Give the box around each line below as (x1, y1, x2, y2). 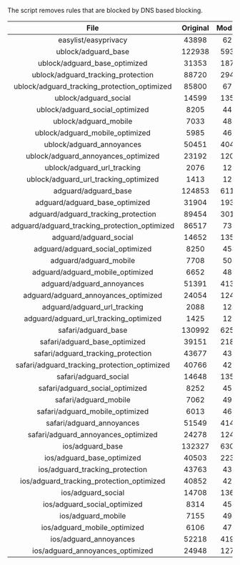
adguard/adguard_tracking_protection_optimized (11, 221, 175, 231)
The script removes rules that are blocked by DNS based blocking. (7, 6, 204, 14)
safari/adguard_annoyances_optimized (27, 430, 159, 439)
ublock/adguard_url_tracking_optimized (26, 174, 159, 184)
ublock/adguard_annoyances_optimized (26, 151, 160, 161)
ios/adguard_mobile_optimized (41, 523, 144, 532)
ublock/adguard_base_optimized (38, 59, 148, 68)
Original (181, 23, 209, 33)
